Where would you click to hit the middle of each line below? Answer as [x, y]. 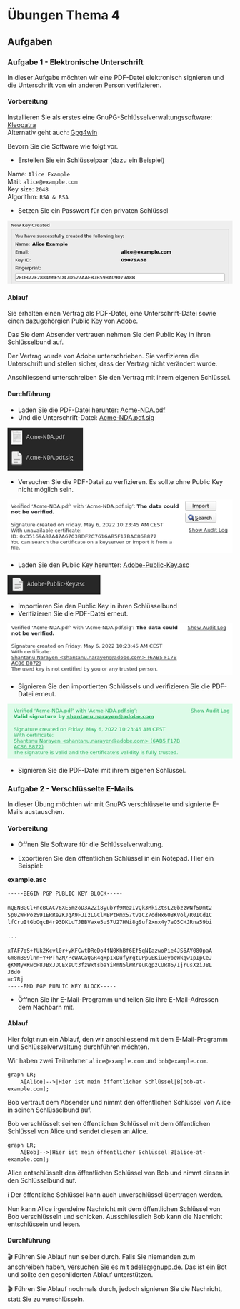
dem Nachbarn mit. [46, 1007]
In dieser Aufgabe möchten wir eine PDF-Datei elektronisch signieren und [116, 77]
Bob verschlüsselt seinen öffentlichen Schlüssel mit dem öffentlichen [109, 1123]
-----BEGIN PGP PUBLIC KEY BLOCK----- [65, 893]
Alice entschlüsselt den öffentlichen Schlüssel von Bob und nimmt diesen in [119, 1173]
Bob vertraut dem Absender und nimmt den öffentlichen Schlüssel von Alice [119, 1102]
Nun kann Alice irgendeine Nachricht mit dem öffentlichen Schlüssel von [114, 1209]
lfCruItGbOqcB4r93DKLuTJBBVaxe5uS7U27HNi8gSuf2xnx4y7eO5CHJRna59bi [110, 922]
